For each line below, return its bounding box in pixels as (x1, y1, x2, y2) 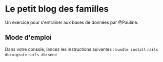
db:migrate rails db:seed (5, 52, 57, 57)
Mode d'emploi (5, 33, 52, 42)
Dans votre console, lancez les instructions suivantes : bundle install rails (5, 46, 159, 52)
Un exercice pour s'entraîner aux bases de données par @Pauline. (5, 19, 139, 25)
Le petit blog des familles (5, 3, 109, 15)
